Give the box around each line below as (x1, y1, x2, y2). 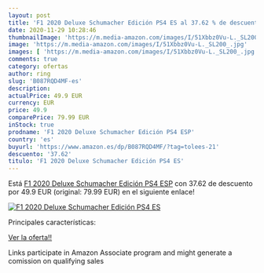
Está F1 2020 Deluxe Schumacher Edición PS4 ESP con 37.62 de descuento (8, 179, 253, 188)
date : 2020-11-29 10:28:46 (8, 26, 97, 34)
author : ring (8, 70, 51, 78)
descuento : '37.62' (8, 150, 72, 158)
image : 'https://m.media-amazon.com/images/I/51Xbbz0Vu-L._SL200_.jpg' (8, 41, 247, 49)
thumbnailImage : (8, 33, 61, 42)
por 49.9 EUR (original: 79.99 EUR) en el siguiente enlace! (8, 187, 195, 197)
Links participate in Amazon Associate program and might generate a (8, 248, 233, 257)
